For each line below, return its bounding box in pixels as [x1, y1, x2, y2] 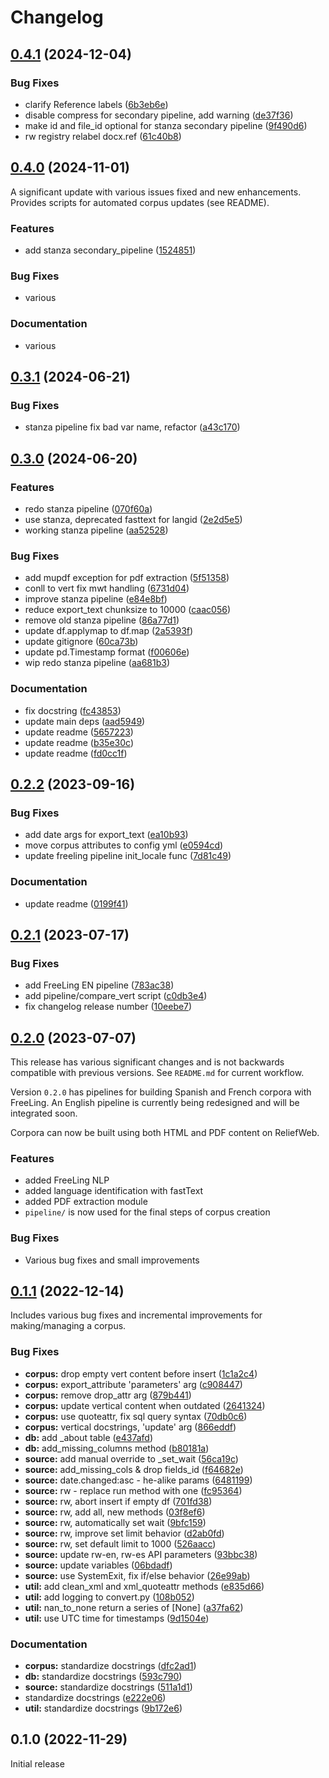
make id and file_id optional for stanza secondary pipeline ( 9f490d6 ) [24, 119, 308, 131]
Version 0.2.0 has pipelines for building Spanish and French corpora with [10, 1086, 312, 1098]
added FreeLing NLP [24, 1174, 110, 1186]
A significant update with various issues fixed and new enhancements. [10, 186, 302, 198]
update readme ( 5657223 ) [24, 726, 134, 738]
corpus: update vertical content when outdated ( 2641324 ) [24, 1399, 266, 1411]
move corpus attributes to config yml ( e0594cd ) [24, 839, 224, 851]
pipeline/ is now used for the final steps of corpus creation [24, 1206, 271, 1218]
